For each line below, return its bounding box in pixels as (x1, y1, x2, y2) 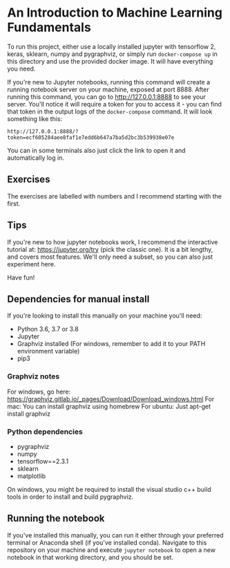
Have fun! (7, 273, 35, 282)
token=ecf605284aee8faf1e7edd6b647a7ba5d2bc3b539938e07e (7, 134, 175, 141)
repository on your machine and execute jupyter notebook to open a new (7, 545, 216, 554)
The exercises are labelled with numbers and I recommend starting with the (7, 192, 222, 200)
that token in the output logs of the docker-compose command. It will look (7, 107, 213, 116)
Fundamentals (7, 19, 91, 35)
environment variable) (17, 347, 80, 356)
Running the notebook (7, 513, 105, 524)
